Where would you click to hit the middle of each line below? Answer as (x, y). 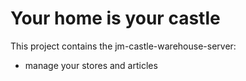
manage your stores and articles (91, 65)
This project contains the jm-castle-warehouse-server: (123, 46)
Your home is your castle (115, 18)
